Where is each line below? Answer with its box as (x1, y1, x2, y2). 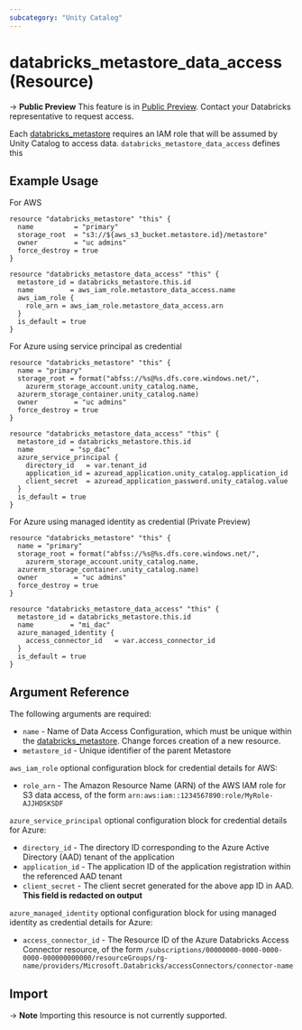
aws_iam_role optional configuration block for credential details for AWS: (9, 763, 278, 774)
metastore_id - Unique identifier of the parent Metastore (22, 745, 232, 756)
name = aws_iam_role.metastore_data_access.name (17, 286, 236, 295)
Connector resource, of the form (22, 944, 143, 955)
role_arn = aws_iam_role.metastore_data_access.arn (25, 301, 224, 311)
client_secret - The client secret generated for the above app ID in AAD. (22, 880, 295, 891)
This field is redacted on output (22, 890, 142, 901)
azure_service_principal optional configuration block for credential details (9, 815, 288, 826)
